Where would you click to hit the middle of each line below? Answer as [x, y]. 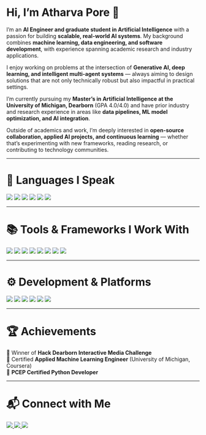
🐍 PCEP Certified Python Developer [52, 372]
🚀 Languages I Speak [61, 180]
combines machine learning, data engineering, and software [85, 42]
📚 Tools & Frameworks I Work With [98, 230]
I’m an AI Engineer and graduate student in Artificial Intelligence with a [98, 29]
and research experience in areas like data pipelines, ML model [87, 112]
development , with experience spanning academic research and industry [99, 49]
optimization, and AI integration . [48, 118]
